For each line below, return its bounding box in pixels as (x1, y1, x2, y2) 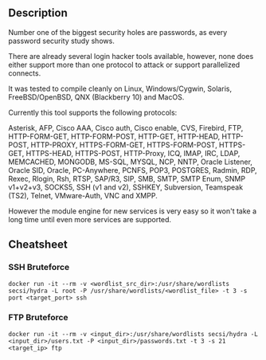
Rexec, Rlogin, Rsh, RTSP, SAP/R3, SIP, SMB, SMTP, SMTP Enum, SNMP (8, 174, 245, 183)
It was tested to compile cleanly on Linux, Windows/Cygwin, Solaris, (8, 84, 233, 93)
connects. (8, 68, 41, 78)
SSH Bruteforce (8, 262, 70, 273)
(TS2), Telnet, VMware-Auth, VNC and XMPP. (8, 190, 158, 200)
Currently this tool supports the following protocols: (8, 108, 178, 117)
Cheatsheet (8, 238, 68, 252)
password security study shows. (8, 36, 115, 45)
